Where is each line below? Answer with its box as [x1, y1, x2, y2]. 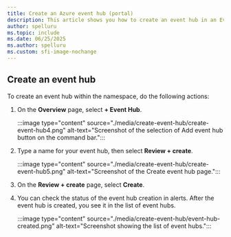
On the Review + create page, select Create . [16, 180, 145, 189]
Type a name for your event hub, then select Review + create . [16, 146, 194, 155]
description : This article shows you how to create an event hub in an [7, 16, 217, 23]
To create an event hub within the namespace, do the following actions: [7, 92, 210, 100]
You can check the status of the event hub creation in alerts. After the [16, 194, 214, 202]
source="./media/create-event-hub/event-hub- [87, 214, 221, 223]
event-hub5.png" [16, 167, 66, 175]
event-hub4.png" [16, 126, 67, 134]
